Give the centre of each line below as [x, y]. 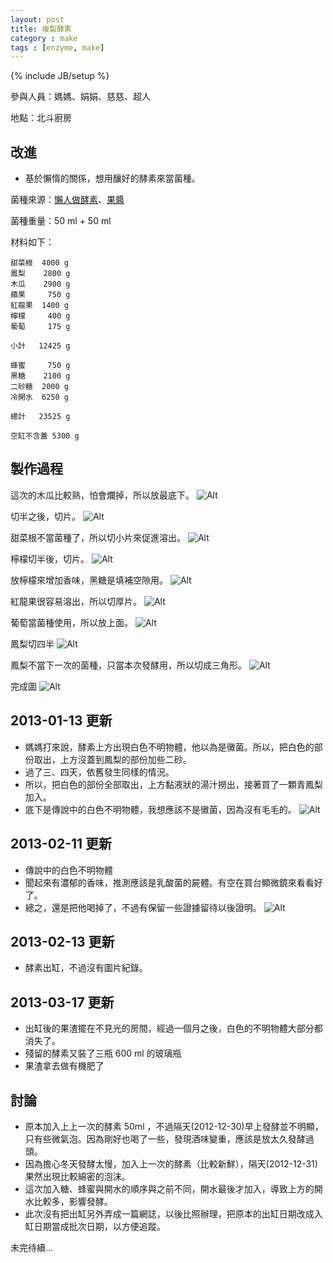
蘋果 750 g [40, 295]
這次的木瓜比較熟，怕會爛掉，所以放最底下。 [102, 495]
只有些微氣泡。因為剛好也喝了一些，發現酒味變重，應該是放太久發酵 [165, 1138]
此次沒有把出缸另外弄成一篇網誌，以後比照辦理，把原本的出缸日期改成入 [173, 1213]
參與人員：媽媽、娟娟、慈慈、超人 [80, 97]
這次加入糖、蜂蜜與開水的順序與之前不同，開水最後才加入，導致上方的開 [173, 1188]
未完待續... [32, 1247]
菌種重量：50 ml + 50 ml [61, 221]
